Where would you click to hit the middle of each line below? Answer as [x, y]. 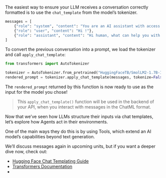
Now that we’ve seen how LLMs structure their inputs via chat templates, [79, 117]
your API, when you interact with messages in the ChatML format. [84, 107]
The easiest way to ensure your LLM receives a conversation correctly [77, 7]
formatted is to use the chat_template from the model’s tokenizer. [71, 12]
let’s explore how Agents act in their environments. [57, 122]
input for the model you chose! [36, 92]
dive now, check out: [26, 151]
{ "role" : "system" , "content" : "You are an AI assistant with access [87, 26]
